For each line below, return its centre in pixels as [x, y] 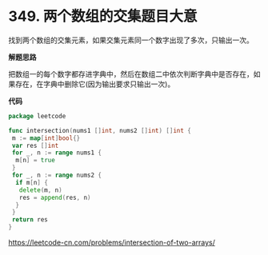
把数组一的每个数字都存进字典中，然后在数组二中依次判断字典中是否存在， [131, 74]
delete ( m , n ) [40, 190]
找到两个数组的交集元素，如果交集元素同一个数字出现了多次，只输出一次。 [131, 40]
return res [30, 220]
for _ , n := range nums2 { [57, 175]
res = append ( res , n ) [55, 197]
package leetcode [37, 116]
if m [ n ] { [32, 182]
